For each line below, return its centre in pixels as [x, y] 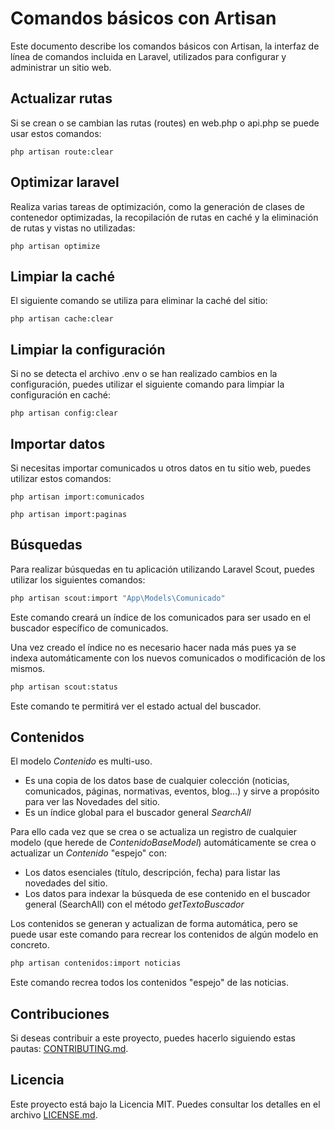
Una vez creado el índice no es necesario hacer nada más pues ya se [153, 647]
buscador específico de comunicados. [89, 628]
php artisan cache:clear [62, 319]
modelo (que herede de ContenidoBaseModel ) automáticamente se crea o [163, 843]
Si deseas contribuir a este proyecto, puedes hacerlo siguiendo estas [153, 1038]
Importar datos [58, 443]
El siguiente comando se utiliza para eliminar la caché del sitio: [139, 301]
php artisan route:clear [62, 152]
